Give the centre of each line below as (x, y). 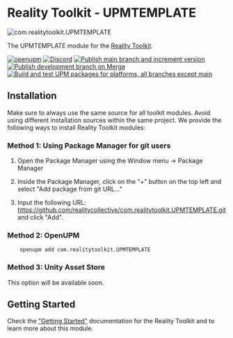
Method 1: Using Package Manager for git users (89, 146)
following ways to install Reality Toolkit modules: (77, 128)
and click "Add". (40, 217)
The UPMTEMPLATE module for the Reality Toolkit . (80, 45)
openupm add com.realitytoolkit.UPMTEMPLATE (85, 250)
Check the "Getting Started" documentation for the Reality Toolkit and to (111, 321)
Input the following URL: (52, 203)
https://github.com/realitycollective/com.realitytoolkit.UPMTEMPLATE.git (121, 210)
